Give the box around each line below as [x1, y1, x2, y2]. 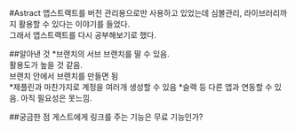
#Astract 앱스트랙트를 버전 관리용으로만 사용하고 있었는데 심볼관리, [9, 8, 243, 18]
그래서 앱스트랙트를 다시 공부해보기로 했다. [9, 30, 157, 40]
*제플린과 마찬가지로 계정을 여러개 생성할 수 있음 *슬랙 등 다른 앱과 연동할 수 [9, 82, 273, 92]
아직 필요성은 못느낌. [20, 93, 92, 103]
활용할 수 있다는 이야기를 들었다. [18, 19, 131, 29]
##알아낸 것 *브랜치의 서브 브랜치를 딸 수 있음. [9, 49, 171, 59]
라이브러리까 [243, 8, 287, 18]
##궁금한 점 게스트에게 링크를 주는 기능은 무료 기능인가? [9, 111, 203, 122]
